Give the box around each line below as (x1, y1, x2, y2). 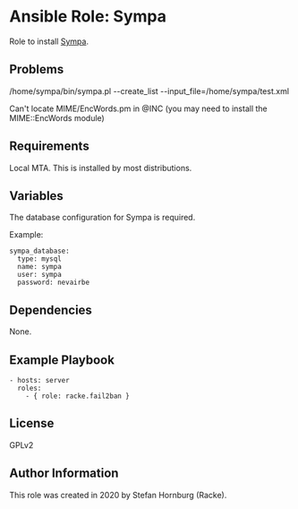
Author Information (9, 466, 119, 481)
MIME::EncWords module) (9, 112, 105, 123)
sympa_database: (9, 246, 70, 256)
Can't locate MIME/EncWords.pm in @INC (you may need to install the (9, 103, 268, 114)
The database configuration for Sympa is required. (9, 212, 196, 223)
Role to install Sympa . (9, 36, 89, 47)
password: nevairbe (17, 278, 90, 288)
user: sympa (17, 271, 63, 280)
